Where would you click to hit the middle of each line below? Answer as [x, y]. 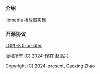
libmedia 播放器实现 [26, 20]
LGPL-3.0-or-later [23, 45]
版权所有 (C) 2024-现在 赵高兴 [37, 56]
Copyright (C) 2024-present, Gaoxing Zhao [50, 66]
